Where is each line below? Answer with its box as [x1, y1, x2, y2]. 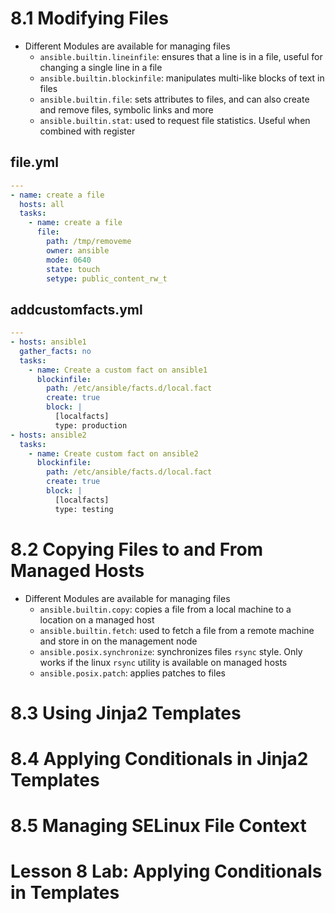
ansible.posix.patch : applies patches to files [39, 667, 226, 679]
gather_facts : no [19, 346, 92, 356]
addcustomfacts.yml [10, 301, 143, 318]
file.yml [10, 154, 59, 171]
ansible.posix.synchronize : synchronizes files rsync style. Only [39, 645, 303, 657]
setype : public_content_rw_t [46, 273, 168, 284]
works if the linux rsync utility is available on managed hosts [39, 656, 288, 668]
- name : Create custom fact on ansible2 [28, 448, 199, 459]
